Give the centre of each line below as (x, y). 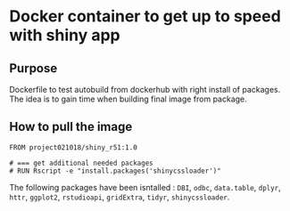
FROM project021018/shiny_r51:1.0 (74, 147)
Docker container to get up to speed (145, 16)
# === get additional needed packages (81, 163)
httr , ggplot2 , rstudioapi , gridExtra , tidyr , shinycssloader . (120, 197)
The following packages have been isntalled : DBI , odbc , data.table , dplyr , (145, 187)
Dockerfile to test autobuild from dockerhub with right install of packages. (145, 89)
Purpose (33, 68)
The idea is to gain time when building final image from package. (128, 99)
